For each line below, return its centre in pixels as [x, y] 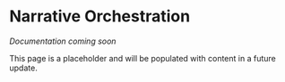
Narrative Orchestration [100, 16]
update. [23, 68]
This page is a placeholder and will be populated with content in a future [142, 58]
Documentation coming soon [63, 41]
